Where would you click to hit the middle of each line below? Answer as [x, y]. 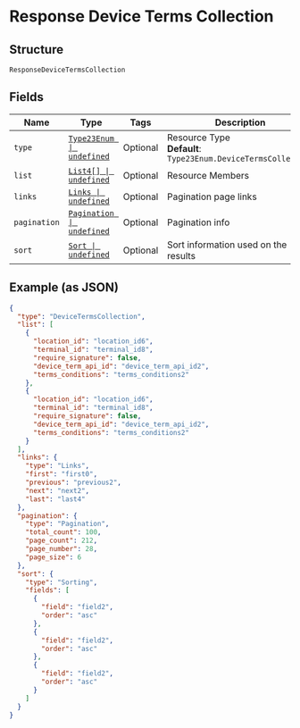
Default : [184, 148]
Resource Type [198, 138]
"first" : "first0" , [62, 474]
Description [240, 122]
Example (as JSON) [64, 288]
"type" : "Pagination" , [67, 524]
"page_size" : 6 [54, 557]
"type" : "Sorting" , [62, 582]
